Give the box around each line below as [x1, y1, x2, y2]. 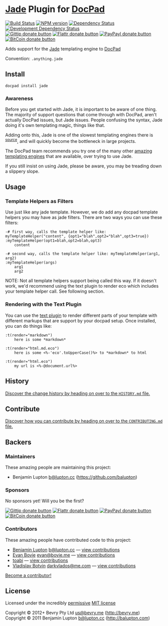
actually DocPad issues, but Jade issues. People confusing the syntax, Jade [5, 117, 163, 123]
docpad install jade [5, 83, 49, 88]
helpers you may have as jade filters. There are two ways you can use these [5, 215, 162, 221]
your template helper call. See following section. [5, 288, 105, 294]
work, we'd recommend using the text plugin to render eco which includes [5, 283, 159, 289]
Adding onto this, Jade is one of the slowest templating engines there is [5, 132, 153, 138]
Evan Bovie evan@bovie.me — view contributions [12, 552, 115, 558]
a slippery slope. [5, 168, 40, 174]
